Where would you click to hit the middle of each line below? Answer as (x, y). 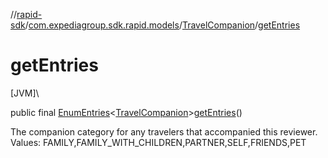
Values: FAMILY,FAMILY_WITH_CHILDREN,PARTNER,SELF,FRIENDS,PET (158, 142)
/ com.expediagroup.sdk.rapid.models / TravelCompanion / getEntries (162, 25)
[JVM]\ (25, 93)
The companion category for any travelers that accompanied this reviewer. (164, 131)
